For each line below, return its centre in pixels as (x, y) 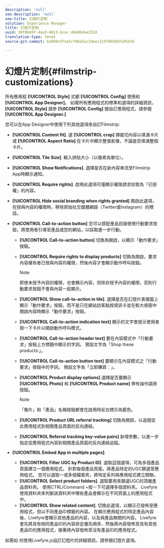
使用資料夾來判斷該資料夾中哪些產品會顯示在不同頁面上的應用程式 (86, 493)
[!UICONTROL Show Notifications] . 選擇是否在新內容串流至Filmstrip (81, 167)
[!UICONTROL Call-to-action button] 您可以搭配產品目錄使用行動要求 (82, 223)
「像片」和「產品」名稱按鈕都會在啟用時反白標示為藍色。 (77, 409)
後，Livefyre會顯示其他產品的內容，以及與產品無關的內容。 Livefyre (88, 518)
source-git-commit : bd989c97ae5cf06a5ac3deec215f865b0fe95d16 (70, 42)
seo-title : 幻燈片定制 (26, 19)
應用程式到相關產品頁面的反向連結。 (60, 426)
